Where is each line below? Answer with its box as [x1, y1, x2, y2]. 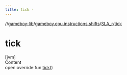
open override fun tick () [5, 64, 53, 70]
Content [5, 59, 22, 65]
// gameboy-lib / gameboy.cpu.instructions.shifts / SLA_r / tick [5, 21, 122, 26]
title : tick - [5, 7, 34, 12]
